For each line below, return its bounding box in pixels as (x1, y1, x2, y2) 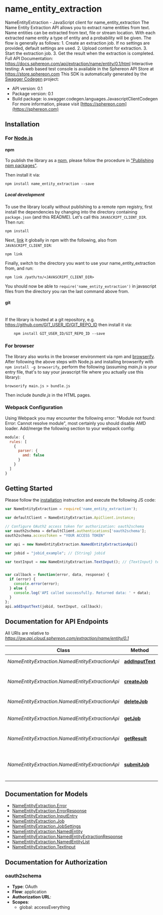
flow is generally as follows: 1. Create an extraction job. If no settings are (5, 40, 150, 46)
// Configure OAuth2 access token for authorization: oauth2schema (5, 524, 145, 529)
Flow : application (12, 889, 47, 895)
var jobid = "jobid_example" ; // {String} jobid (5, 551, 105, 556)
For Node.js (5, 135, 33, 142)
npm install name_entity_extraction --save (5, 181, 95, 186)
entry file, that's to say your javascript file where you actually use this (5, 369, 144, 375)
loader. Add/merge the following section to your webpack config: (5, 425, 135, 431)
